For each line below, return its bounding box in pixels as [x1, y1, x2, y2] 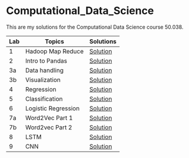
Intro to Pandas [25, 57, 67, 65]
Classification [25, 95, 63, 103]
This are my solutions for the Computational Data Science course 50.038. [6, 23, 184, 30]
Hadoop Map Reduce [25, 47, 84, 55]
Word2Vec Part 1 [25, 114, 73, 122]
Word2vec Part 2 [25, 123, 72, 131]
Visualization [25, 75, 60, 84]
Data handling [25, 66, 64, 74]
